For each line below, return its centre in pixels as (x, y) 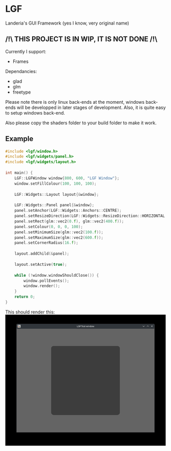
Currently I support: (26, 51)
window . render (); (42, 286)
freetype (22, 92)
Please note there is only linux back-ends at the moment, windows (75, 102)
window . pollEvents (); (47, 281)
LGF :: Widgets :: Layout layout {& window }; (57, 194)
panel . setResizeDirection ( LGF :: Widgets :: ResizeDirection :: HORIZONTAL (90, 216)
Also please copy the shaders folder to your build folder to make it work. (81, 123)
